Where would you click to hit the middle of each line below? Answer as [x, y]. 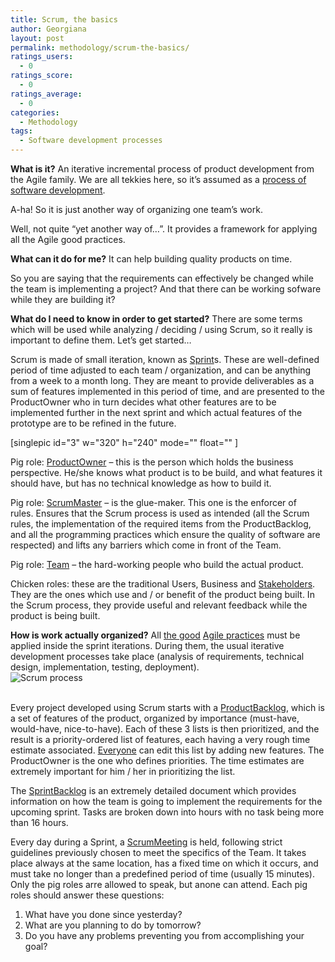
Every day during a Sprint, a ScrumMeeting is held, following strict [146, 842]
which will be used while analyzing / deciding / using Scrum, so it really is [161, 329]
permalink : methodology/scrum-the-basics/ [100, 47]
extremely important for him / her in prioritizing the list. [123, 771]
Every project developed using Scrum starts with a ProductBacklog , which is [167, 707]
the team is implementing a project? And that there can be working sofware [166, 289]
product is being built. [55, 615]
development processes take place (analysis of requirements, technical [157, 656]
